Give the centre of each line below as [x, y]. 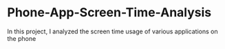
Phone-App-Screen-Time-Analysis [109, 13]
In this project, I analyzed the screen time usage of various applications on [112, 31]
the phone [22, 38]
